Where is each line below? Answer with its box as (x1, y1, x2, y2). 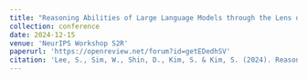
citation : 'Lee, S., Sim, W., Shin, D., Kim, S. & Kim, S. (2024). (9, 55, 272, 64)
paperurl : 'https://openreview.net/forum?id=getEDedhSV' (9, 47, 231, 56)
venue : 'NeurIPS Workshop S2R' (9, 38, 129, 48)
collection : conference (9, 22, 101, 31)
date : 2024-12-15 (9, 30, 76, 39)
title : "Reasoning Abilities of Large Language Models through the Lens (9, 13, 292, 23)
